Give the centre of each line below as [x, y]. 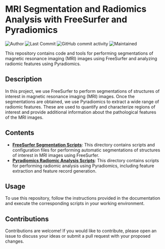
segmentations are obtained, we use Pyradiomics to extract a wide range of [82, 102]
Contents [20, 133]
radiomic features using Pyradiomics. [43, 64]
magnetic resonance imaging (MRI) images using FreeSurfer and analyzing [81, 58]
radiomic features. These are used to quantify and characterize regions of [80, 107]
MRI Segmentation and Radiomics [76, 9]
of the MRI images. [24, 117]
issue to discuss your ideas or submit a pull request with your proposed [78, 236]
